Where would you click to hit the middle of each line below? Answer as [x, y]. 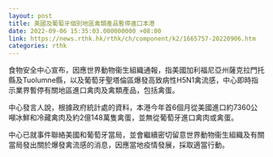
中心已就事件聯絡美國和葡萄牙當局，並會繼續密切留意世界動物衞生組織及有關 [136, 135]
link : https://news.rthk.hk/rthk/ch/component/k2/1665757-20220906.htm [132, 38]
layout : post [30, 16]
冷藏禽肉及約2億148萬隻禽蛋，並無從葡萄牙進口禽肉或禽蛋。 [137, 117]
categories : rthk [38, 46]
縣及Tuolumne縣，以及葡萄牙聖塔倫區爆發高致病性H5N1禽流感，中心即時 [130, 80]
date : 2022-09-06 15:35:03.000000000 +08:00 [85, 31]
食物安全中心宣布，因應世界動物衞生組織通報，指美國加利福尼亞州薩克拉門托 [136, 70]
